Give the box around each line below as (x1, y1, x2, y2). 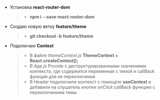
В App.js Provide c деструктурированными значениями (29, 63, 147, 69)
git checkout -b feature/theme (29, 33, 94, 39)
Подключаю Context (9, 43, 54, 49)
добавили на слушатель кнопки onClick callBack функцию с (29, 84, 156, 90)
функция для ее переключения (29, 74, 96, 79)
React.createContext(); (29, 58, 79, 64)
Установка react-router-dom (9, 4, 70, 10)
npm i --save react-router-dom (29, 14, 95, 19)
